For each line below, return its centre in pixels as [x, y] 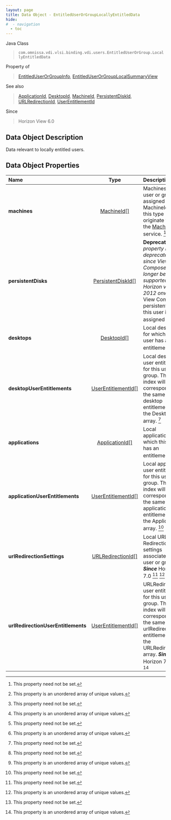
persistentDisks [28, 281]
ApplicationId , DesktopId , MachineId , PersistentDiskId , [75, 96]
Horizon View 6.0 [36, 121]
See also [15, 86]
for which [154, 334]
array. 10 [153, 528]
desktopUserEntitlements [40, 389]
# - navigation [23, 24]
